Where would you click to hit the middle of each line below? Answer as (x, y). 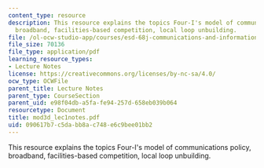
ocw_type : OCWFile (38, 81)
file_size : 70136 (37, 45)
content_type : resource (47, 15)
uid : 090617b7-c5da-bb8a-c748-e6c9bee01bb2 (81, 125)
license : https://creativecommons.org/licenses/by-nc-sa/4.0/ (112, 74)
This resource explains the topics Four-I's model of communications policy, (130, 147)
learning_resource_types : (50, 60)
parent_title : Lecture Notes (56, 88)
